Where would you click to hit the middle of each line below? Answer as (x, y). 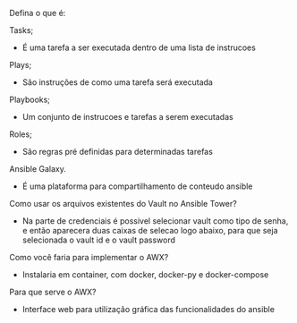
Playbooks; (30, 99)
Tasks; (21, 30)
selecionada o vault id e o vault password (99, 240)
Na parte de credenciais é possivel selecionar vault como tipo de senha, (155, 221)
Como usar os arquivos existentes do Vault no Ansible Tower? (123, 204)
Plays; (21, 65)
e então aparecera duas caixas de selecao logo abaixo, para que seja (150, 230)
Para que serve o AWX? (53, 292)
